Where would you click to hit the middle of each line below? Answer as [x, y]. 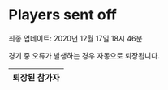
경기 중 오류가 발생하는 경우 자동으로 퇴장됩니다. [84, 55]
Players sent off [63, 15]
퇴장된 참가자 [36, 77]
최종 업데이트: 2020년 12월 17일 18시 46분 [76, 38]
